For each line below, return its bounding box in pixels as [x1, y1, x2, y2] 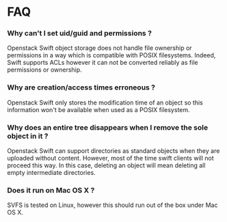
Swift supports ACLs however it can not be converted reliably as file [7, 59, 198, 67]
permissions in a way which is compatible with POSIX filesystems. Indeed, [7, 51, 216, 59]
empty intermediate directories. [7, 169, 96, 177]
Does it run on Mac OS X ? [7, 186, 95, 195]
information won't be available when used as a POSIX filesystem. [7, 105, 190, 113]
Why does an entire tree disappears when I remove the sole [7, 122, 209, 132]
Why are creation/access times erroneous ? [7, 83, 156, 92]
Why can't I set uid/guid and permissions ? [7, 29, 152, 38]
